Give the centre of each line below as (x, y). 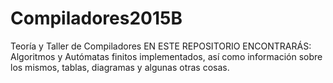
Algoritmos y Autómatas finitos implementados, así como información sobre (166, 56)
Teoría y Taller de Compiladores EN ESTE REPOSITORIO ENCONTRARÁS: (161, 46)
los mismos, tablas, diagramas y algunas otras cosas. (120, 67)
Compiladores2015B (96, 18)
